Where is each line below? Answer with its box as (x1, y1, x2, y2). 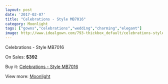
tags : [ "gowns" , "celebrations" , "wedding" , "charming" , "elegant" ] (5, 26, 142, 31)
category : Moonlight (5, 21, 48, 26)
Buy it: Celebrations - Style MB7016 (5, 63, 78, 69)
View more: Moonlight (5, 73, 51, 79)
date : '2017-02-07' (5, 12, 46, 17)
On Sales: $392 (5, 54, 37, 60)
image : (5, 30, 19, 35)
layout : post (5, 7, 32, 12)
